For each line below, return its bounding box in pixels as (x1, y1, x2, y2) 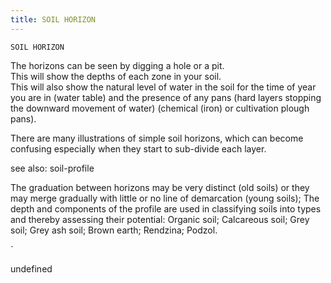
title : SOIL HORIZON (10, 14, 97, 25)
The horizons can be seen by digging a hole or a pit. (10, 59, 225, 71)
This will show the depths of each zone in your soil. (10, 70, 222, 82)
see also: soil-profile (10, 162, 95, 174)
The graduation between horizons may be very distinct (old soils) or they (10, 181, 310, 193)
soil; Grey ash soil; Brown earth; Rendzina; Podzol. (10, 224, 218, 236)
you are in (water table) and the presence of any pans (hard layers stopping (10, 91, 322, 103)
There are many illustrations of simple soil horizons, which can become (10, 132, 304, 144)
